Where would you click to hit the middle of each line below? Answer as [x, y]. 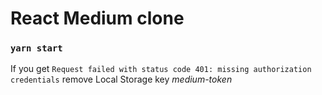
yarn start [36, 48]
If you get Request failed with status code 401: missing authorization [161, 69]
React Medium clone [97, 18]
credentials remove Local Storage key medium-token [121, 79]
